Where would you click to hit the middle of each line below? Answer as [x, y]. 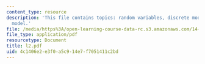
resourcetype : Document [37, 40]
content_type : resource [37, 12]
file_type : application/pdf [42, 35]
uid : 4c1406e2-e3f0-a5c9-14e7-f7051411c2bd [63, 52]
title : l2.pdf [24, 46]
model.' [22, 23]
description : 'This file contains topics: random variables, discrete [98, 18]
